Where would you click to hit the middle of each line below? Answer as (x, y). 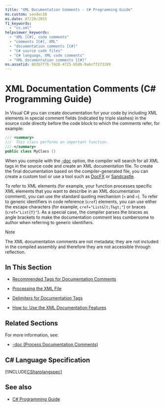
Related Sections (31, 323)
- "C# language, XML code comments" (47, 55)
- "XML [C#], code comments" (39, 37)
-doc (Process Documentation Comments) (55, 345)
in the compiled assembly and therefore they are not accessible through (78, 247)
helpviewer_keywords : (27, 32)
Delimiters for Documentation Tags (47, 298)
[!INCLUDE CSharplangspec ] (34, 372)
